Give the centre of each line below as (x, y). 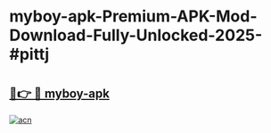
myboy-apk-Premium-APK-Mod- (133, 17)
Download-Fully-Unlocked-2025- (136, 35)
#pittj (29, 54)
